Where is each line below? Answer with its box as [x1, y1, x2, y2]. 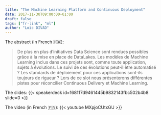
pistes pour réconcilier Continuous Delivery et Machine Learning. [17, 80, 148, 86]
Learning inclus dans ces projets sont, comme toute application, [17, 59, 147, 65]
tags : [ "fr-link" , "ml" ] [5, 21, 56, 26]
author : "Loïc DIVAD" [5, 26, 49, 30]
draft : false [5, 16, 32, 21]
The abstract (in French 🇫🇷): [5, 39, 64, 45]
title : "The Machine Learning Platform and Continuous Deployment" [5, 7, 146, 12]
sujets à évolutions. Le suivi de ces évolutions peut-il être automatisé [17, 64, 157, 70]
